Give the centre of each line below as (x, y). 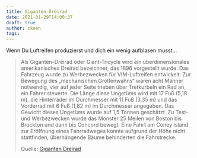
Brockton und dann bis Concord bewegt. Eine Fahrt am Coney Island (104, 125)
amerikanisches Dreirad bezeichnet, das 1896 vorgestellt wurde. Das (104, 68)
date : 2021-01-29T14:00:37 (39, 17)
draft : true (21, 22)
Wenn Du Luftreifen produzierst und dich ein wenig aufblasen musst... (92, 50)
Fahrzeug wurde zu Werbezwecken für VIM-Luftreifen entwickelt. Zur (106, 75)
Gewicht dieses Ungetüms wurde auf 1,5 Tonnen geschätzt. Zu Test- (104, 112)
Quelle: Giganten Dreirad (51, 149)
